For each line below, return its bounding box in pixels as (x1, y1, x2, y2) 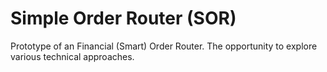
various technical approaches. (10, 50, 135, 62)
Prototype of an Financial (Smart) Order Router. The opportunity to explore (10, 40, 318, 52)
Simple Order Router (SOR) (10, 7, 237, 30)
